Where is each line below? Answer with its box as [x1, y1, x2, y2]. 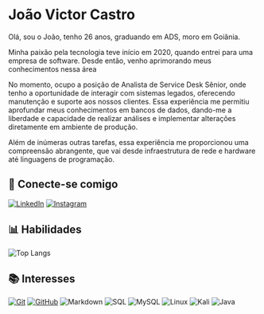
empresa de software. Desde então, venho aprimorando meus [8, 56, 212, 65]
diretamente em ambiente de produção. [8, 122, 138, 131]
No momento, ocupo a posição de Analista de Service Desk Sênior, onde [8, 80, 247, 89]
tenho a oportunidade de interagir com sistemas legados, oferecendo [8, 88, 236, 97]
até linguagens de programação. [8, 154, 115, 164]
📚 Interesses [8, 272, 76, 285]
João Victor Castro [8, 6, 135, 24]
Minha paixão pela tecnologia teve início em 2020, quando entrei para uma [8, 47, 253, 57]
